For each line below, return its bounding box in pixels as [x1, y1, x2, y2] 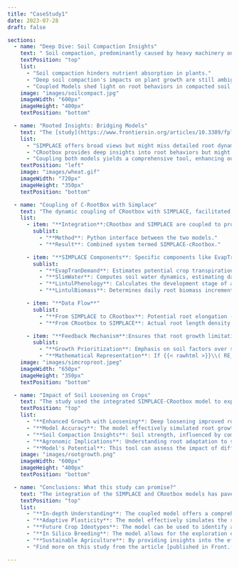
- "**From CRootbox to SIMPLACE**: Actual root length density [38, 320, 231, 327]
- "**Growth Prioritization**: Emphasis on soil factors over [38, 346, 228, 353]
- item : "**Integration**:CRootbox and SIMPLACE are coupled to [26, 221, 221, 228]
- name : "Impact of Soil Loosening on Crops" [14, 391, 152, 399]
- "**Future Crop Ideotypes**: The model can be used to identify [26, 524, 228, 531]
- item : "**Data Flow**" [26, 300, 100, 307]
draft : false [7, 23, 46, 31]
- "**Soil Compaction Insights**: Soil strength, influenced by [26, 431, 221, 438]
